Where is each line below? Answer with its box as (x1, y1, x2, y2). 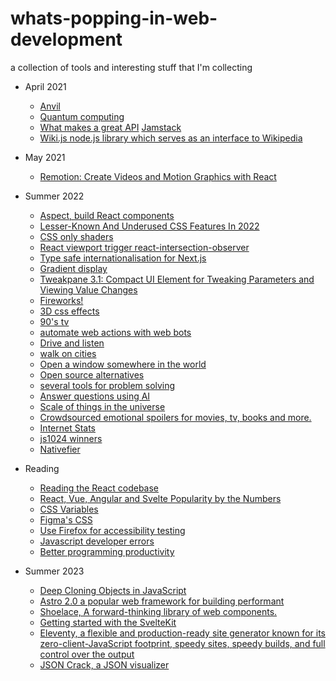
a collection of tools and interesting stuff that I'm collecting (10, 61, 253, 73)
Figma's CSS (39, 513, 93, 526)
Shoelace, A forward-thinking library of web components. (39, 605, 278, 617)
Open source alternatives (39, 368, 145, 381)
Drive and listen (39, 337, 105, 349)
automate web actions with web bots (39, 326, 192, 338)
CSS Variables (39, 503, 99, 515)
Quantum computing (39, 110, 125, 122)
